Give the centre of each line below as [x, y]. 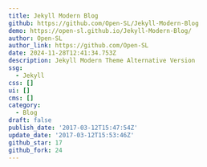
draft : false [30, 120]
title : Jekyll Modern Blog [53, 16]
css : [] [21, 83]
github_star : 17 [35, 143]
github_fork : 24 [35, 150]
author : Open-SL [35, 38]
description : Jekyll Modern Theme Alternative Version [102, 61]
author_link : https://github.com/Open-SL [79, 46]
